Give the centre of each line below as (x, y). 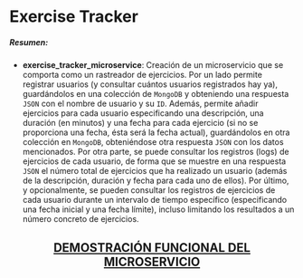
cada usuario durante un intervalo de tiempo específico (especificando (155, 200)
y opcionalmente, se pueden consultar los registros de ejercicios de (149, 190)
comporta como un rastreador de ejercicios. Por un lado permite (142, 75)
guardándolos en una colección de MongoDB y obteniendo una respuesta (156, 94)
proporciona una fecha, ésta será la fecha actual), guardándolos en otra (156, 132)
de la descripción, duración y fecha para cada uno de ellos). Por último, (156, 181)
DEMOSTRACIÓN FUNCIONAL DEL (152, 248)
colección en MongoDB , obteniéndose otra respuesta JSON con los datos (153, 142)
